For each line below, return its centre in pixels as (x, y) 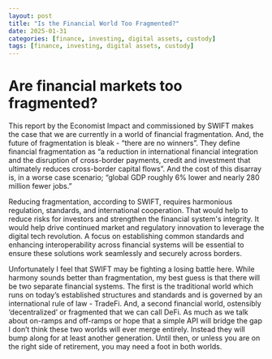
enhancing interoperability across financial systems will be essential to (127, 245)
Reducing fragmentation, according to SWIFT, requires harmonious (121, 202)
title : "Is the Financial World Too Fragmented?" (94, 24)
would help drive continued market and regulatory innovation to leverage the (136, 228)
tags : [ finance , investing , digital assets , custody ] (101, 46)
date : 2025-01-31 (38, 31)
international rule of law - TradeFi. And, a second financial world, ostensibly (135, 304)
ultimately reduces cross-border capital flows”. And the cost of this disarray (135, 169)
